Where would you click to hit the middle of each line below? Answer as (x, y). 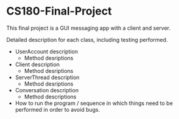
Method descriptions (50, 97)
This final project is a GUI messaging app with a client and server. (89, 28)
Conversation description (47, 90)
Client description (37, 64)
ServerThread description (47, 77)
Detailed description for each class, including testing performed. (87, 39)
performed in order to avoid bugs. (58, 109)
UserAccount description (46, 51)
